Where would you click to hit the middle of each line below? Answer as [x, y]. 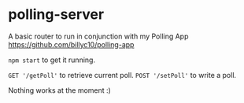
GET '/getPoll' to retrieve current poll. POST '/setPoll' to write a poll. [122, 75]
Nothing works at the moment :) [60, 90]
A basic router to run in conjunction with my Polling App [98, 36]
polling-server [56, 15]
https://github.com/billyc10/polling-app [71, 44]
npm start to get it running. [52, 60]
